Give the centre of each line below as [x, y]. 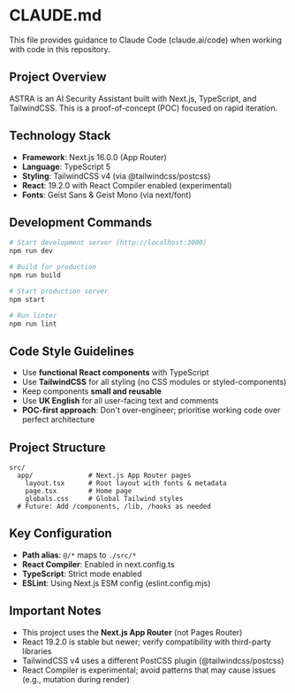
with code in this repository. [60, 49]
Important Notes [55, 611]
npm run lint [33, 324]
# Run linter [33, 315]
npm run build [35, 275]
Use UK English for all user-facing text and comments [120, 401]
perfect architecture [58, 420]
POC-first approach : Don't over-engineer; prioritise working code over [151, 410]
